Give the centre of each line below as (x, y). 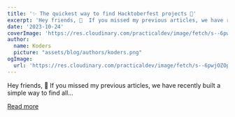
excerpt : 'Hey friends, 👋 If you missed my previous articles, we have (115, 20)
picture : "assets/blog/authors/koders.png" (78, 53)
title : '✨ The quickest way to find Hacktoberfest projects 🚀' (102, 14)
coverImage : (24, 33)
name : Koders (33, 46)
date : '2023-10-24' (36, 26)
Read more (23, 106)
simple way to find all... (40, 93)
